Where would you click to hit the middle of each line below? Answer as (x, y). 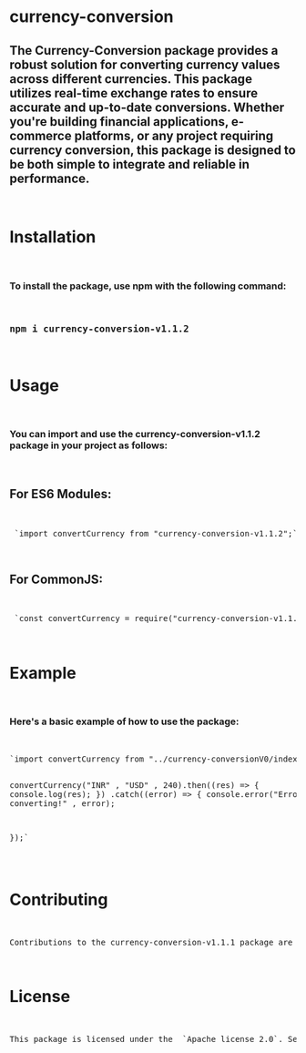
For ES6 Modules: (61, 494)
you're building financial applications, (119, 122)
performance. (50, 178)
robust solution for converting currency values (145, 64)
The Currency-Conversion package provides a (144, 51)
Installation (53, 237)
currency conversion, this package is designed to (153, 150)
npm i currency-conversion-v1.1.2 (99, 329)
